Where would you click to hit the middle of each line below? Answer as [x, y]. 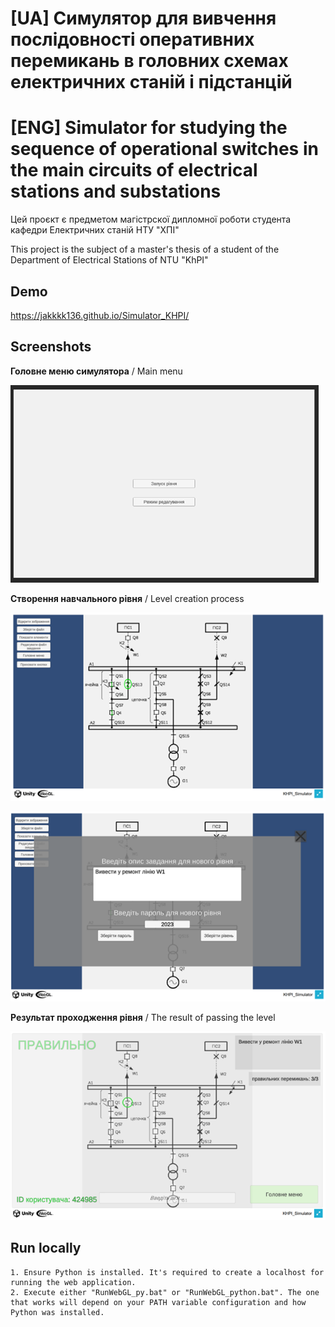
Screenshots [51, 347]
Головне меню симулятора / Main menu [96, 371]
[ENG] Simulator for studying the [149, 128]
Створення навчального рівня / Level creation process [127, 598]
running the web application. [73, 1282]
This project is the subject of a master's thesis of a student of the [145, 249]
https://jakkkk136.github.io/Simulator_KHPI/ [100, 315]
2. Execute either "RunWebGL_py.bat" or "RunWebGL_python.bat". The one [165, 1292]
